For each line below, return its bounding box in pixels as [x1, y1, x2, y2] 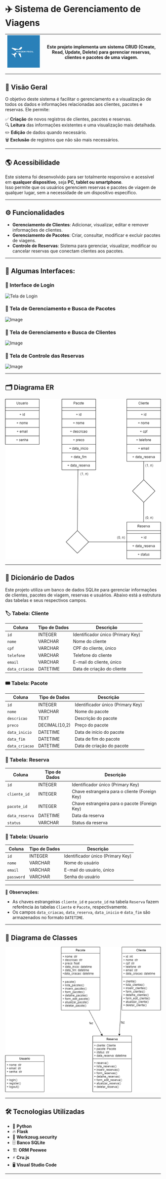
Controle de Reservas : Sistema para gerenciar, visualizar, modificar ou [12, 243, 157, 249]
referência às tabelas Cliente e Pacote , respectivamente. [12, 904, 128, 910]
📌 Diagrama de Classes [5, 933, 78, 942]
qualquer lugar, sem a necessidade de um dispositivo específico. [5, 190, 137, 196]
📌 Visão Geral [5, 83, 48, 91]
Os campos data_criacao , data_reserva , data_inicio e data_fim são [12, 909, 151, 915]
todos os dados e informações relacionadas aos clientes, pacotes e [5, 101, 142, 107]
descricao [7, 716, 28, 721]
